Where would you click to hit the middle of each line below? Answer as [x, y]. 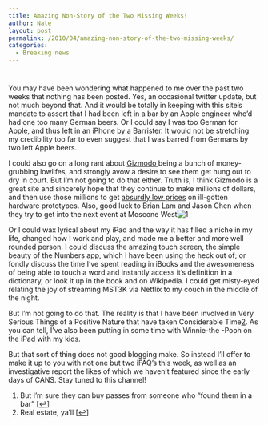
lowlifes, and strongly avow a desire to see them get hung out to [146, 172]
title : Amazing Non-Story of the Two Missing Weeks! [98, 16]
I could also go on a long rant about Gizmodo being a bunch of [111, 163]
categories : [28, 46]
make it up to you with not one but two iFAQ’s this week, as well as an [123, 363]
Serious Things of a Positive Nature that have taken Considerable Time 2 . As [133, 322]
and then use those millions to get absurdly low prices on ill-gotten [118, 198]
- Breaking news [42, 53]
